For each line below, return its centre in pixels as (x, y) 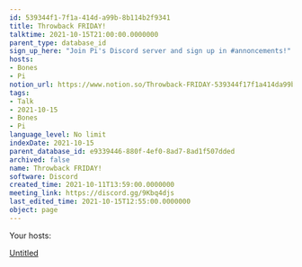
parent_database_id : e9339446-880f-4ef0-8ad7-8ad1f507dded (122, 151)
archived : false (40, 160)
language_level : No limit (58, 135)
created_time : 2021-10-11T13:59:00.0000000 (92, 185)
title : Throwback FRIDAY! (58, 26)
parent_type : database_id (58, 43)
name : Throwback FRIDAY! (56, 168)
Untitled (24, 253)
